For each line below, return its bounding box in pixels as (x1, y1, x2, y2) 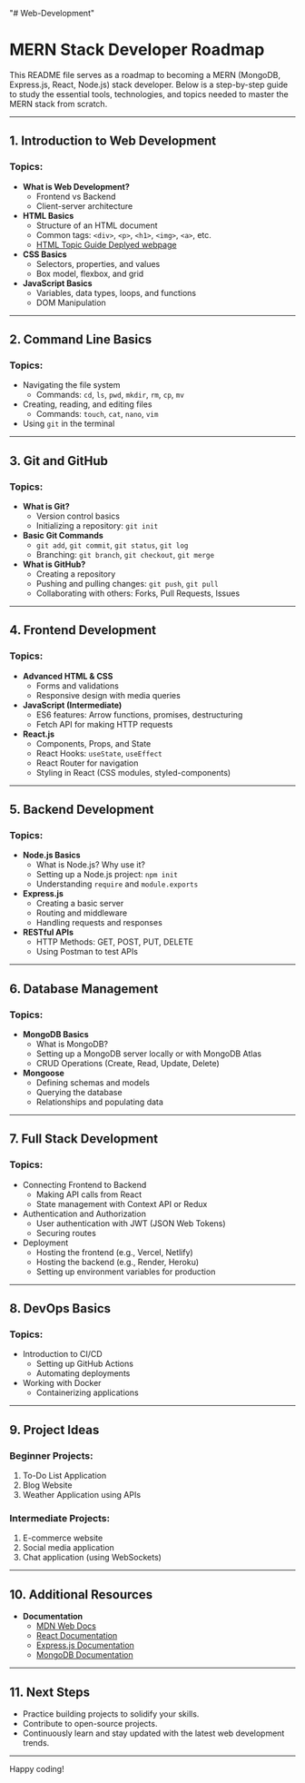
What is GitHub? (22, 559, 86, 570)
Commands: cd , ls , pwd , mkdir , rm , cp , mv (35, 390, 184, 401)
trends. (22, 1738, 50, 1748)
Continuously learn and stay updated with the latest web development (22, 1728, 285, 1738)
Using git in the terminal (22, 418, 115, 430)
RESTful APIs (22, 926, 74, 938)
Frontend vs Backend (35, 191, 116, 202)
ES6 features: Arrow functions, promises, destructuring (35, 708, 243, 720)
